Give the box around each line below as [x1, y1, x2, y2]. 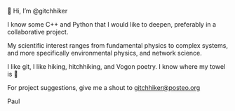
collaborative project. [7, 28, 69, 36]
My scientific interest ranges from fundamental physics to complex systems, [7, 41, 228, 49]
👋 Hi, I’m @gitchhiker [7, 7, 68, 15]
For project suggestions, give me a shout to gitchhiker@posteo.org [7, 84, 201, 91]
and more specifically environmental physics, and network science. [7, 49, 202, 57]
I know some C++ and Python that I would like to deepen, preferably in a [7, 20, 216, 28]
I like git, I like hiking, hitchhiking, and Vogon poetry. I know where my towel [7, 63, 226, 70]
